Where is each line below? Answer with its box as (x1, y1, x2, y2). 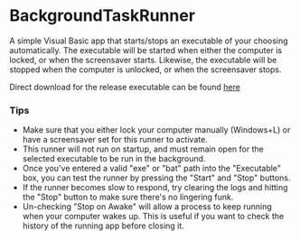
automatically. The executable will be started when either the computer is (9, 44, 283, 55)
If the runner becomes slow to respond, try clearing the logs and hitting (22, 182, 288, 193)
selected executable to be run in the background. (22, 153, 206, 164)
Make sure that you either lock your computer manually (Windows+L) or (22, 125, 291, 135)
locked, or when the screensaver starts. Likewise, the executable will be (9, 54, 277, 65)
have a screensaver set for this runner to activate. (22, 134, 208, 145)
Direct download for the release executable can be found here (9, 81, 241, 92)
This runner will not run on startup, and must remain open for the (22, 143, 264, 154)
